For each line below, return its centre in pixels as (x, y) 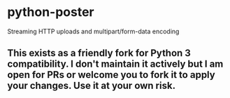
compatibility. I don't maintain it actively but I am (115, 64)
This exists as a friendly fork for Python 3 (99, 53)
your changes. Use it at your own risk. (92, 86)
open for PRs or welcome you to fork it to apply (111, 75)
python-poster (51, 12)
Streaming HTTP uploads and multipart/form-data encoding (93, 31)
